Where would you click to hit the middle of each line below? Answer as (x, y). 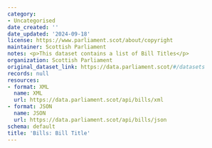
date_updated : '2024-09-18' (49, 34)
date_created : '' (33, 27)
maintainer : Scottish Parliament (57, 47)
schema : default (31, 126)
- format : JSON (30, 107)
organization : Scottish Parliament (60, 60)
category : (22, 14)
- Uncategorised (31, 21)
